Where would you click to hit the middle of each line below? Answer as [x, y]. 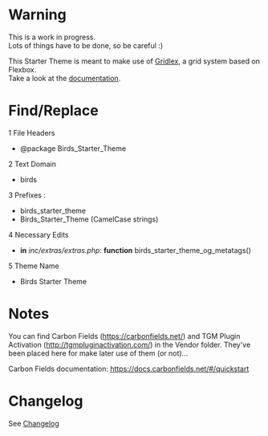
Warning [37, 15]
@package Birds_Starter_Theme [73, 148]
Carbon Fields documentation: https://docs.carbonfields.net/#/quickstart [129, 369]
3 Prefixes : [27, 195]
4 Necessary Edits [39, 234]
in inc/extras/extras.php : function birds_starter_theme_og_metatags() [135, 250]
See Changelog [34, 423]
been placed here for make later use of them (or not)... [98, 353]
